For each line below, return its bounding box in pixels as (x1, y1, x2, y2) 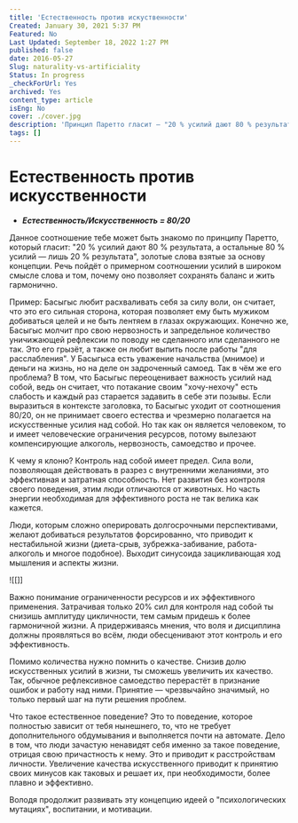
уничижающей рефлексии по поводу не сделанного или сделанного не (9, 334, 280, 344)
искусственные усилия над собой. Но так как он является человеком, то (9, 419, 286, 430)
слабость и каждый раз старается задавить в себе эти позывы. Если (9, 391, 271, 401)
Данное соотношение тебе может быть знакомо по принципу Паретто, (9, 232, 279, 242)
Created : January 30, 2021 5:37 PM (9, 21, 141, 30)
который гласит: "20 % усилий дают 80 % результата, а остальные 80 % (9, 241, 286, 252)
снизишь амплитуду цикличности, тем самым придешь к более (9, 610, 251, 621)
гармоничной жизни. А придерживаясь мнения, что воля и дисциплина (9, 620, 281, 630)
